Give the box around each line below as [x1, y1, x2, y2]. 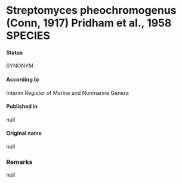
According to [6, 76, 39, 83]
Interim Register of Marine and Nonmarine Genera [6, 89, 129, 96]
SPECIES [6, 29, 51, 42]
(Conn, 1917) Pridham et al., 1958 [6, 16, 172, 30]
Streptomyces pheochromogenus [6, 4, 177, 17]
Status [6, 49, 23, 56]
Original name [6, 129, 42, 137]
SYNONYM [6, 62, 34, 69]
